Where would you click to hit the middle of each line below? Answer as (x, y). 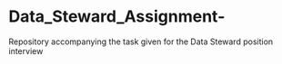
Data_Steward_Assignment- (117, 17)
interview (26, 50)
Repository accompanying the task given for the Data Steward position (141, 41)
